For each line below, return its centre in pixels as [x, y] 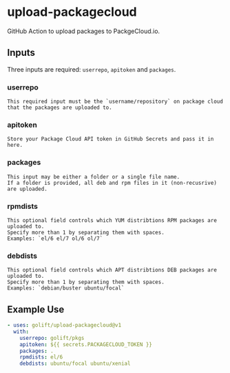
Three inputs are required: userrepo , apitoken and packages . [92, 69]
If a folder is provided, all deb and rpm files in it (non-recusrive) [112, 183]
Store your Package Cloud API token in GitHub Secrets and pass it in [111, 139]
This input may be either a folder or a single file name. [94, 177]
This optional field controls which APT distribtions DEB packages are [112, 270]
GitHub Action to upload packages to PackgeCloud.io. [84, 31]
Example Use [36, 309]
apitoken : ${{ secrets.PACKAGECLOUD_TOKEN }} [86, 344]
